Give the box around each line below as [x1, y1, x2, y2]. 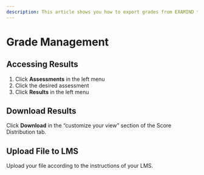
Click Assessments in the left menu [15, 75, 105, 83]
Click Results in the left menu [15, 88, 89, 95]
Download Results [6, 106, 77, 116]
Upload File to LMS [6, 146, 79, 156]
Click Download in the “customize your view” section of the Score [6, 122, 172, 129]
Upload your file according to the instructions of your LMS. [6, 162, 154, 170]
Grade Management [6, 35, 109, 49]
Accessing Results [6, 59, 79, 70]
